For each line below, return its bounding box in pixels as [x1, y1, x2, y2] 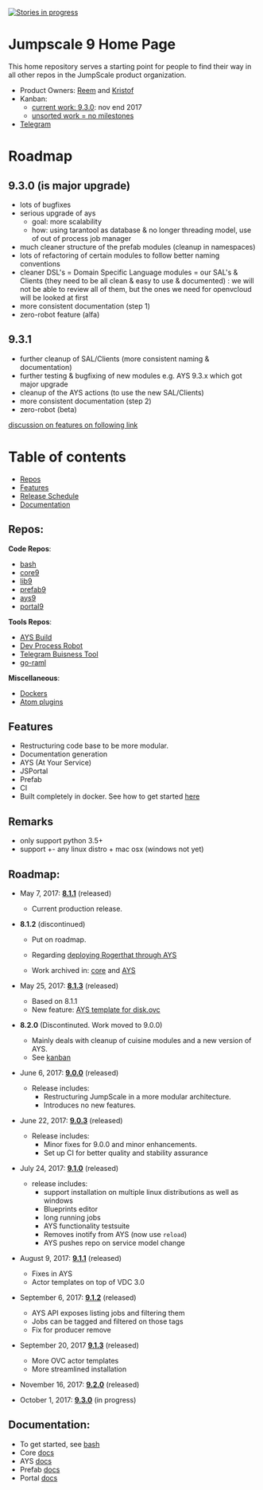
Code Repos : [8, 543, 52, 553]
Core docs [19, 1448, 54, 1457]
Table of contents [8, 448, 127, 465]
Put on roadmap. [31, 935, 87, 944]
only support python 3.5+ [19, 836, 103, 846]
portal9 [19, 601, 44, 611]
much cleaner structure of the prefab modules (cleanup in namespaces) [19, 242, 256, 251]
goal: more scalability [31, 216, 102, 226]
